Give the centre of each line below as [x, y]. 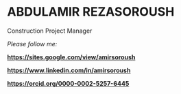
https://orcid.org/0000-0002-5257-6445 [68, 83]
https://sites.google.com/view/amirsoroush [71, 57]
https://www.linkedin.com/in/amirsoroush [69, 70]
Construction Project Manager [50, 31]
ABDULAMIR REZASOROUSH [91, 12]
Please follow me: [32, 44]
